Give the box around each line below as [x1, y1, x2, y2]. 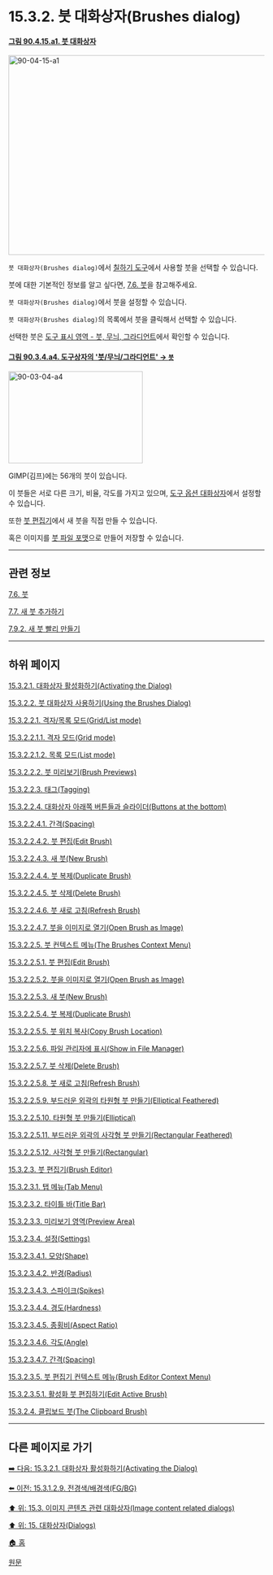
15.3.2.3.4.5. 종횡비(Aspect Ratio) [8, 1320, 118, 1330]
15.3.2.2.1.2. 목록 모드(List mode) [8, 750, 116, 760]
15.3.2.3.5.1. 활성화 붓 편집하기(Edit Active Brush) [8, 1390, 168, 1399]
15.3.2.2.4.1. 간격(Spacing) [8, 819, 95, 829]
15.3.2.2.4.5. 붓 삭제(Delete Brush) [8, 888, 121, 898]
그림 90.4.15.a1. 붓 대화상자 [8, 36, 97, 46]
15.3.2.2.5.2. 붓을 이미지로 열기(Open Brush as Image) [8, 975, 184, 985]
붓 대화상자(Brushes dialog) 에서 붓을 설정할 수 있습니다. [8, 298, 187, 307]
